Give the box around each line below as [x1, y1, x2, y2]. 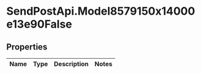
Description [54, 60, 89, 68]
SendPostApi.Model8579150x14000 [6, 4, 196, 18]
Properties [6, 42, 48, 52]
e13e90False [6, 17, 72, 31]
